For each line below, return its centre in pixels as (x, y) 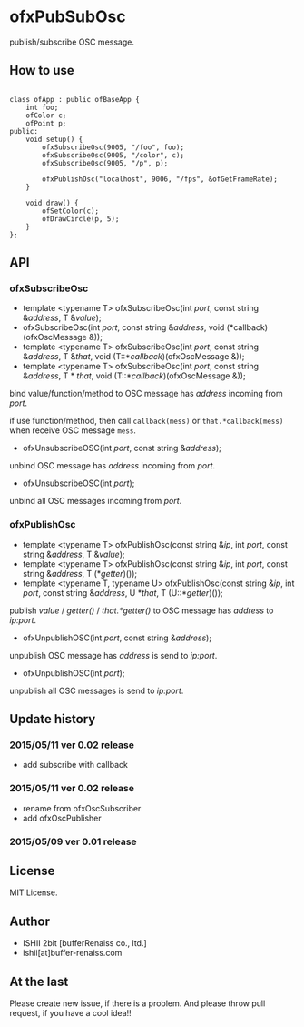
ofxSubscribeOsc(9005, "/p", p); (105, 163)
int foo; (42, 107)
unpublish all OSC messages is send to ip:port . (97, 690)
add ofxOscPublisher (62, 818)
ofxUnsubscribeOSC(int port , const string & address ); (122, 448)
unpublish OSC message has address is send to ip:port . (113, 655)
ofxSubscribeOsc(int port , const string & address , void (123, 327)
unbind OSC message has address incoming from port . (113, 466)
